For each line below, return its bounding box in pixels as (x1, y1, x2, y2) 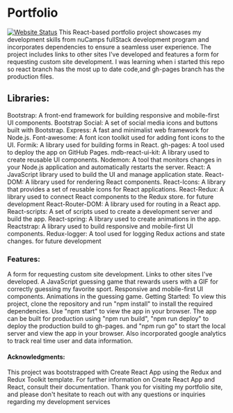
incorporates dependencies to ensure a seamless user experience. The (7, 42, 212, 51)
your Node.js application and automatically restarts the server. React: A (7, 162, 211, 171)
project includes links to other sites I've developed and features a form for (7, 50, 219, 59)
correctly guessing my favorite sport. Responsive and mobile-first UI (7, 285, 204, 293)
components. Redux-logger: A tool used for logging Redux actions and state (7, 229, 225, 237)
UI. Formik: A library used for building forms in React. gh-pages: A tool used (7, 141, 225, 149)
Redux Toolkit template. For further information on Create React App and (7, 375, 216, 384)
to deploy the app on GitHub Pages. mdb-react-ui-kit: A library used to (7, 148, 210, 156)
